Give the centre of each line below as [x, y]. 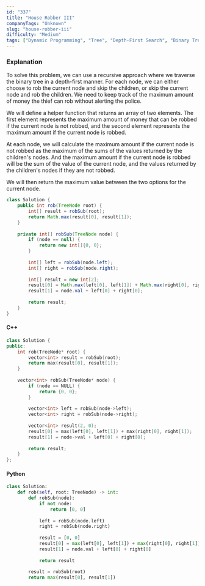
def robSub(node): [52, 498]
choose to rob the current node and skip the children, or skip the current [97, 88]
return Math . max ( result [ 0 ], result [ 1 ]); [80, 217]
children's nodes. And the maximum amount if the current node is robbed [99, 157]
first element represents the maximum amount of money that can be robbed [102, 119]
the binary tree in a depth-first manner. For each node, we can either [92, 82]
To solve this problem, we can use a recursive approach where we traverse [101, 75]
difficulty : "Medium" [34, 35]
